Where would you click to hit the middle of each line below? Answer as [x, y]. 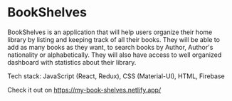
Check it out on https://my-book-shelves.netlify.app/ [84, 90]
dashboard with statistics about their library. [72, 62]
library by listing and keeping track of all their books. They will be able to [114, 39]
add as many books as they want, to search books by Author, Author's [110, 47]
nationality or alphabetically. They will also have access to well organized [115, 55]
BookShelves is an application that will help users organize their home [110, 32]
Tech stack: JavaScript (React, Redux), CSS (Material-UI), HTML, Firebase [116, 76]
